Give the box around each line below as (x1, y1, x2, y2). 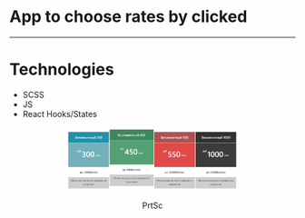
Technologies (9, 59, 115, 80)
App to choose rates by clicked (9, 6, 248, 27)
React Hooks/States (22, 108, 98, 119)
